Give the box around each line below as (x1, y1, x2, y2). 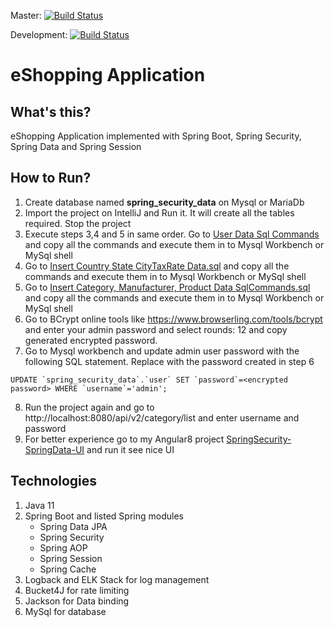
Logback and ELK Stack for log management (24, 573, 210, 585)
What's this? (10, 103, 92, 120)
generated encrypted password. (24, 334, 158, 346)
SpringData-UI (24, 443, 85, 455)
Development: (10, 29, 68, 40)
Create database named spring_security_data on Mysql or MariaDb (24, 196, 305, 208)
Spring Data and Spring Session (10, 141, 142, 152)
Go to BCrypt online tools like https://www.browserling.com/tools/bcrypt (24, 313, 323, 325)
